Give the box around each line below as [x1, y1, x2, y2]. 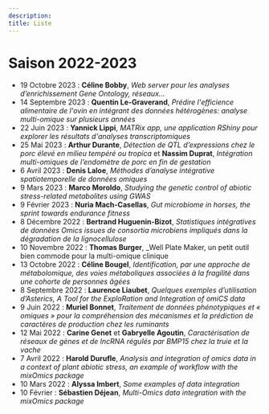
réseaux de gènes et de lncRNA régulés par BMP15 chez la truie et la [19, 337, 249, 346]
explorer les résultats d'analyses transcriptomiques [19, 132, 191, 141]
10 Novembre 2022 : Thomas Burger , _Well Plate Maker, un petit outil [19, 243, 250, 252]
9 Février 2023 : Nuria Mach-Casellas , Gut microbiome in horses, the [19, 200, 251, 210]
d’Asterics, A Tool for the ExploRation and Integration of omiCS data [19, 294, 246, 304]
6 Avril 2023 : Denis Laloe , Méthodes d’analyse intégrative [19, 166, 215, 175]
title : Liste [8, 19, 52, 27]
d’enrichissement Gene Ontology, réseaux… [19, 89, 165, 99]
